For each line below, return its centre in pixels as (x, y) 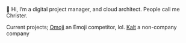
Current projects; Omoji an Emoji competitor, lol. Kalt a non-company (91, 27)
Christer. (17, 16)
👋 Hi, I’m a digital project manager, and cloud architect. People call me (93, 9)
